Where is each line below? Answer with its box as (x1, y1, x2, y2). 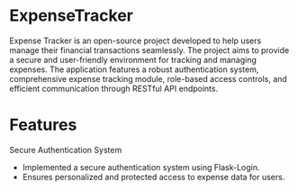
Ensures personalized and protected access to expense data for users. (22, 171, 285, 182)
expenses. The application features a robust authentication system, (9, 64, 259, 75)
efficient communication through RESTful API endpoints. (9, 83, 219, 94)
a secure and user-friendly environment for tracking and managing (9, 54, 257, 65)
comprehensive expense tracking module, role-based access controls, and (9, 73, 288, 84)
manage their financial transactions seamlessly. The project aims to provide (9, 44, 290, 55)
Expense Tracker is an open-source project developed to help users (9, 35, 262, 46)
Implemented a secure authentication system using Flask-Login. (22, 161, 260, 172)
